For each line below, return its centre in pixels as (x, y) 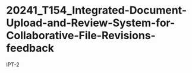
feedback (30, 48)
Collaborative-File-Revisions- (81, 36)
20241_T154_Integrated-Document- (97, 10)
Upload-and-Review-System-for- (91, 23)
